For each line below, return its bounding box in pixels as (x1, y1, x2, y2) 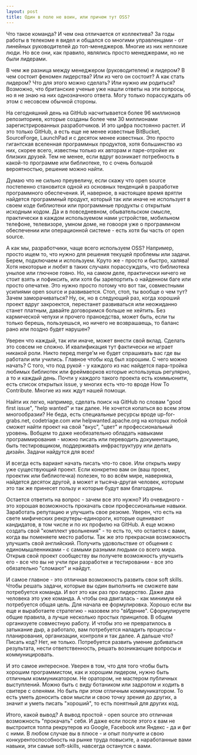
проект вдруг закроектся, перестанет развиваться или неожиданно (6, 300, 178, 307)
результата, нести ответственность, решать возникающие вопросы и (6, 645, 181, 652)
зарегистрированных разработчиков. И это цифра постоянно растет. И (6, 122, 185, 129)
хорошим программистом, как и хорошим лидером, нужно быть (6, 668, 169, 676)
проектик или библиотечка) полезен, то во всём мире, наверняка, (6, 472, 173, 479)
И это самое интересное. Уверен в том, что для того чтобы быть (6, 662, 169, 669)
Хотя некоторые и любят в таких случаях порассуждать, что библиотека (6, 263, 190, 270)
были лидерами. (6, 55, 48, 62)
